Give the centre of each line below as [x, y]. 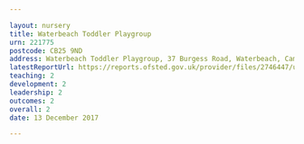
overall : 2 [30, 109]
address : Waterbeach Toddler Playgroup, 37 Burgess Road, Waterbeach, [145, 59]
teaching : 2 [32, 76]
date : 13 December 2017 [54, 118]
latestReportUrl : [42, 67]
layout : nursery [40, 25]
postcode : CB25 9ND [46, 50]
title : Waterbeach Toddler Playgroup [81, 34]
